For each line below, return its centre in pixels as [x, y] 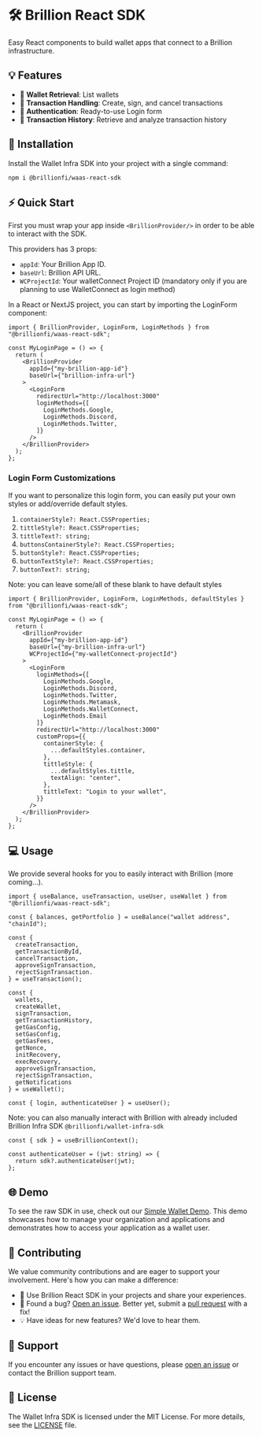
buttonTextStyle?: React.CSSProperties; [87, 561]
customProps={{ [61, 737]
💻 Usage [31, 851]
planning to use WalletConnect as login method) [97, 290]
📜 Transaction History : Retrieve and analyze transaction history [123, 120]
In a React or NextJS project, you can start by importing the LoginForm [123, 305]
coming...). [26, 882]
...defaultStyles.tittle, [92, 771]
